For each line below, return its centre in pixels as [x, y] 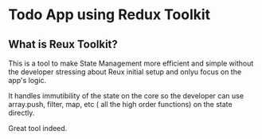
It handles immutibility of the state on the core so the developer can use [126, 96]
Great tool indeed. [38, 128]
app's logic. [27, 80]
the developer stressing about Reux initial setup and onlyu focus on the [125, 72]
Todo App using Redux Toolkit [109, 15]
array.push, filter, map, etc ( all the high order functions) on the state [120, 104]
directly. [22, 113]
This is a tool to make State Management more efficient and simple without [131, 63]
